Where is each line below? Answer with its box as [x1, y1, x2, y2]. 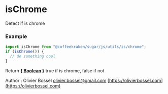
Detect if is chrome [5, 20, 45, 26]
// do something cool [10, 54, 56, 59]
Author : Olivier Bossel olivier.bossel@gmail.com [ [5, 77, 110, 83]
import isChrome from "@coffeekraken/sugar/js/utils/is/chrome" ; [5, 44, 146, 50]
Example [5, 33, 27, 40]
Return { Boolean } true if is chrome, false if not [5, 67, 105, 74]
